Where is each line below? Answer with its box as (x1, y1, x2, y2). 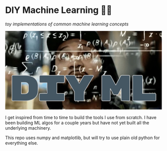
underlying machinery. (5, 125, 51, 131)
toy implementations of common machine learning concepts (5, 21, 129, 27)
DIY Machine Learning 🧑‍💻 (5, 4, 112, 16)
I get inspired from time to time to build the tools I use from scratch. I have (5, 114, 157, 120)
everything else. (5, 140, 38, 146)
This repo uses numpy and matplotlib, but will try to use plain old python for (5, 135, 160, 141)
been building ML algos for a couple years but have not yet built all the (5, 120, 150, 126)
